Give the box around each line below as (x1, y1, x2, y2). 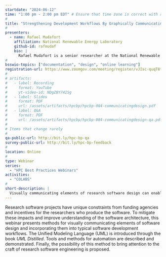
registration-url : (5, 67, 43, 72)
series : (5, 163, 21, 168)
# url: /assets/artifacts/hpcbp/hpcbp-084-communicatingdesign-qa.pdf (5, 117, 163, 122)
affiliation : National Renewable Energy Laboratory (14, 39, 123, 44)
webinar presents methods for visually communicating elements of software (5, 220, 160, 226)
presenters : (5, 30, 30, 35)
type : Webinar (5, 158, 35, 163)
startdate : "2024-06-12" (5, 7, 56, 12)
